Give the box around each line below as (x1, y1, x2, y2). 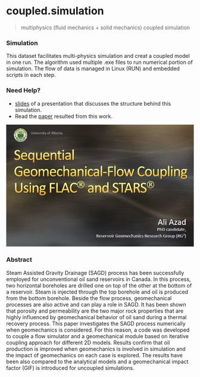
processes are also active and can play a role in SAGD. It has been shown (6, 301, 186, 308)
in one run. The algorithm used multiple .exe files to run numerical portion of (6, 58, 193, 66)
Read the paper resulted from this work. (14, 112, 113, 120)
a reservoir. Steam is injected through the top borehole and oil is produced (6, 288, 189, 295)
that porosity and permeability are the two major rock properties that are (6, 307, 184, 314)
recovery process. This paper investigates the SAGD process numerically (6, 320, 186, 327)
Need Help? (6, 86, 41, 95)
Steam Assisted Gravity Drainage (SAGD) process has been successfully (6, 269, 185, 276)
